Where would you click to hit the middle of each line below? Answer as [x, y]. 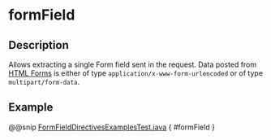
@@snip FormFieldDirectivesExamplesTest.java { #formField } [112, 127]
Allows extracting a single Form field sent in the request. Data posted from [133, 64]
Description [39, 45]
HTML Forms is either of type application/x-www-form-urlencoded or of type [136, 73]
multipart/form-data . [44, 82]
